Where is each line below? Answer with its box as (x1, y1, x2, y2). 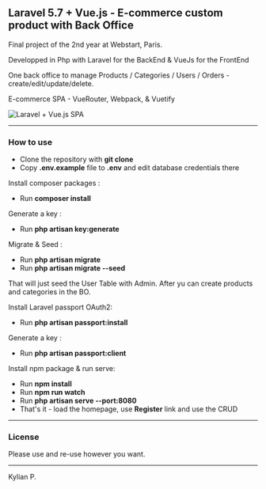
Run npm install (19, 379, 73, 389)
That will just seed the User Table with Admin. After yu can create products (8, 279, 253, 288)
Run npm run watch (19, 388, 85, 397)
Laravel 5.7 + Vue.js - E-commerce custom (8, 6, 223, 20)
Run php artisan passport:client (19, 348, 127, 358)
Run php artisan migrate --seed (19, 263, 126, 273)
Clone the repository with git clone (19, 154, 134, 165)
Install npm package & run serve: (8, 364, 116, 373)
